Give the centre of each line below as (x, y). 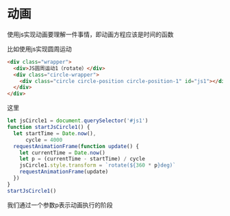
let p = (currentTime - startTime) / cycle (82, 159)
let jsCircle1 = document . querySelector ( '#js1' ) (78, 121)
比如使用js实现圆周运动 (39, 49)
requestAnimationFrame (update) (64, 172)
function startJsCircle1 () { (49, 128)
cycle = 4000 (44, 140)
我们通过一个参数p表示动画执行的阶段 (60, 205)
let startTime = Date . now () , (55, 133)
